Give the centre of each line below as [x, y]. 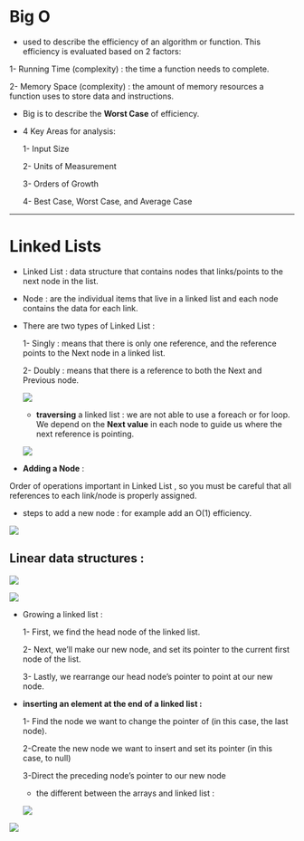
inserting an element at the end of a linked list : [112, 703]
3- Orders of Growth [61, 184]
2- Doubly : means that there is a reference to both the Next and [142, 370]
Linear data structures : [77, 559]
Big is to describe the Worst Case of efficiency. [111, 113]
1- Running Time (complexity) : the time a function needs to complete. [139, 69]
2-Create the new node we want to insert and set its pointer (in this [147, 748]
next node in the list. [61, 281]
